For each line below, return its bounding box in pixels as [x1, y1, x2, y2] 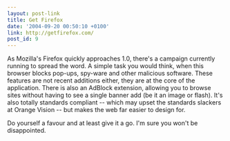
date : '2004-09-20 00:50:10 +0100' [7, 23, 110, 30]
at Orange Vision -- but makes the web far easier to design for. [7, 106, 186, 114]
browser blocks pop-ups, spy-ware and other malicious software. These [7, 69, 213, 78]
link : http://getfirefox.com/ [7, 29, 95, 36]
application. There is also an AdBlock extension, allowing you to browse [7, 84, 211, 92]
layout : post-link [7, 10, 60, 17]
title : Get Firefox [7, 17, 64, 23]
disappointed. [7, 127, 46, 135]
